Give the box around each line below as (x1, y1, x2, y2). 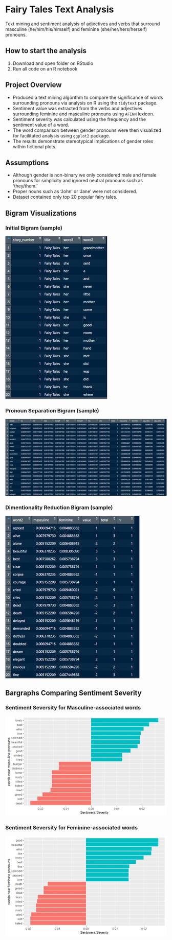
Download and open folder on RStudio (12, 60, 94, 66)
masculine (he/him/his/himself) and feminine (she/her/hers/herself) (5, 26, 147, 32)
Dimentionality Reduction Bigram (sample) (5, 503, 113, 511)
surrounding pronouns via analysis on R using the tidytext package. (12, 99, 158, 106)
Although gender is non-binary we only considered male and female (12, 172, 157, 178)
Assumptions (5, 158, 49, 167)
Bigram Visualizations (5, 208, 77, 217)
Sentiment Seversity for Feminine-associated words (5, 824, 138, 831)
